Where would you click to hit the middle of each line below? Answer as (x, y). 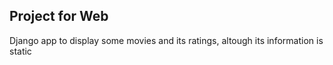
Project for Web (59, 16)
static (20, 51)
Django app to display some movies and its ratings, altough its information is (166, 40)
